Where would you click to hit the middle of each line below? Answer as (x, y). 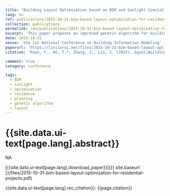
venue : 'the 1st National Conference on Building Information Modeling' (83, 43)
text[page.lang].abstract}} (62, 144)
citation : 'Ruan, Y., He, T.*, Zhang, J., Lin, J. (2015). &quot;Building (86, 52)
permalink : (17, 29)
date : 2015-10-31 (24, 38)
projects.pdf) (19, 178)
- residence (23, 94)
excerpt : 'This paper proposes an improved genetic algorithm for (77, 33)
